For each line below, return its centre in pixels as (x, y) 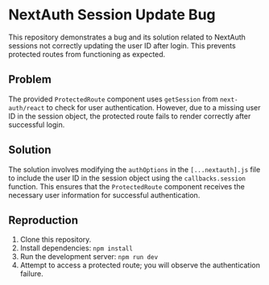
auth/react (27, 108)
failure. (31, 274)
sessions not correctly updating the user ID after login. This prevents (122, 45)
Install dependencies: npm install (76, 248)
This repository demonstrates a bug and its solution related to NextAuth (127, 37)
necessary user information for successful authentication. (104, 195)
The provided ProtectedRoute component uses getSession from (114, 99)
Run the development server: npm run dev (89, 257)
